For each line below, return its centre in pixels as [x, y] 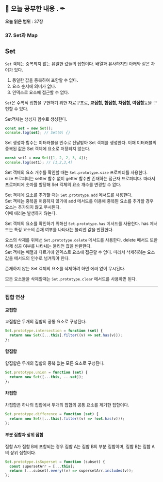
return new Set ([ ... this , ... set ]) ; [46, 377]
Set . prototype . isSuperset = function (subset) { [55, 462]
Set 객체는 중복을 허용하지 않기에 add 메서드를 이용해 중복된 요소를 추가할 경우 [79, 201]
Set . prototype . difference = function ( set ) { [52, 414]
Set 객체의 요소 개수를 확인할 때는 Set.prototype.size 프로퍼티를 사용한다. [76, 172]
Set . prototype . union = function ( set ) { [47, 372]
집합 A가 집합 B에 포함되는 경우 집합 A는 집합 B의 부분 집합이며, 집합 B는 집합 [78, 446]
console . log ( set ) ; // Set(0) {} [38, 133]
